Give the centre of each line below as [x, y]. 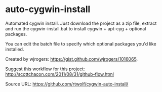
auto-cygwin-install [48, 9]
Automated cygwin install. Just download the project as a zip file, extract [81, 23]
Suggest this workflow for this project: [45, 69]
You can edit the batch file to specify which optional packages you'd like [81, 43]
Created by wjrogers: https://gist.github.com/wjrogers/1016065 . [72, 59]
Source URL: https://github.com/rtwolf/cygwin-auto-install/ [67, 84]
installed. [15, 49]
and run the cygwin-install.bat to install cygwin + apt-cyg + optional [76, 28]
